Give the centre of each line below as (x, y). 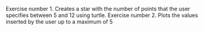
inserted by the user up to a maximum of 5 (59, 22)
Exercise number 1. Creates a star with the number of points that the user (98, 9)
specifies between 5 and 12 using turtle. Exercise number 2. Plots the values (102, 15)
